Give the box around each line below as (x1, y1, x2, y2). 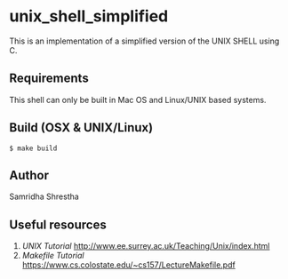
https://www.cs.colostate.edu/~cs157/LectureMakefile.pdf (21, 259, 236, 270)
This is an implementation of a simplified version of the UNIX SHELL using (9, 36, 280, 46)
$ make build (9, 144, 58, 153)
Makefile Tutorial (21, 251, 84, 261)
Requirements (9, 71, 89, 86)
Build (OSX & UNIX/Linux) (9, 120, 154, 135)
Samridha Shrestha (9, 191, 80, 202)
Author (9, 167, 49, 183)
